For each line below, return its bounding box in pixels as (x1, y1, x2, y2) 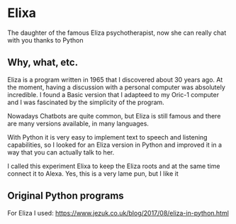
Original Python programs (7, 190, 124, 202)
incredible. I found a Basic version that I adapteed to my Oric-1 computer (7, 90, 220, 99)
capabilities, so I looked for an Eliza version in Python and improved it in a (7, 140, 222, 149)
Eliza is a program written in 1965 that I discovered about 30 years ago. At (7, 75, 223, 84)
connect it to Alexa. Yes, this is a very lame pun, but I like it (7, 169, 179, 178)
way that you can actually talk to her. (7, 147, 115, 157)
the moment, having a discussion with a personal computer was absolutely (7, 83, 225, 91)
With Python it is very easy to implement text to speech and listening (7, 133, 208, 141)
